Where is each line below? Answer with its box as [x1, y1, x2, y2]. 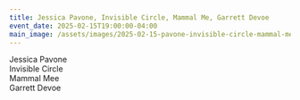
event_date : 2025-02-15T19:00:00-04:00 [9, 21, 158, 30]
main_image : [9, 29, 54, 38]
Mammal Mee [9, 73, 60, 84]
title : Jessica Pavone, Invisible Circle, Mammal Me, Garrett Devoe [9, 12, 270, 22]
